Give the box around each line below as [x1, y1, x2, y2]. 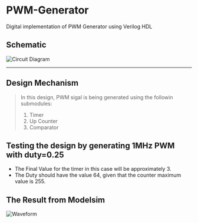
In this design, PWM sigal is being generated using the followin [20, 93, 173, 100]
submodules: [20, 100, 52, 107]
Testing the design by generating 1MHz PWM [6, 140, 175, 150]
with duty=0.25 [6, 150, 64, 160]
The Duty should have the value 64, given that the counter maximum [14, 171, 181, 179]
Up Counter [29, 117, 58, 124]
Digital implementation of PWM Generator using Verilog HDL [6, 23, 153, 30]
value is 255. [14, 178, 46, 185]
